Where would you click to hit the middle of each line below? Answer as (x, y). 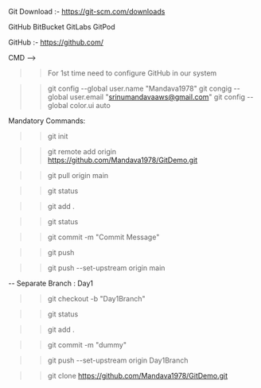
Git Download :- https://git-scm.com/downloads (87, 12)
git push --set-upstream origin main (106, 268)
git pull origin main (78, 175)
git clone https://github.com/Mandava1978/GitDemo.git (138, 376)
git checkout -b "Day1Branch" (96, 299)
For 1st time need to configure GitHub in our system (132, 73)
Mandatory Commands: (47, 121)
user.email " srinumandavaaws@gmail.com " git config (157, 97)
